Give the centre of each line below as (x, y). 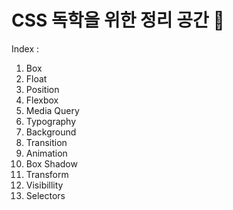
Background (51, 132)
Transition (46, 142)
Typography (51, 121)
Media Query (52, 110)
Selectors (45, 195)
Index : (25, 48)
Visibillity (44, 185)
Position (42, 89)
